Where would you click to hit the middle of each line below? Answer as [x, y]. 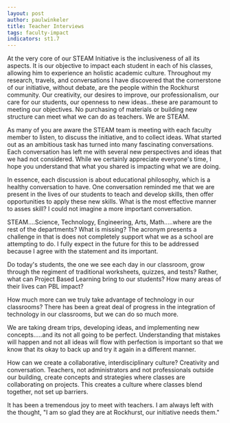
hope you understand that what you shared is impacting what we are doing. [114, 167]
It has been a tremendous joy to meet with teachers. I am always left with [111, 405]
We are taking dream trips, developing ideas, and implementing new [103, 328]
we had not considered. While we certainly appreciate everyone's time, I [109, 159]
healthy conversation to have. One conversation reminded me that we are [111, 187]
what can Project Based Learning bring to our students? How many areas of [114, 279]
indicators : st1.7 [33, 39]
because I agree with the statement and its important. [83, 252]
